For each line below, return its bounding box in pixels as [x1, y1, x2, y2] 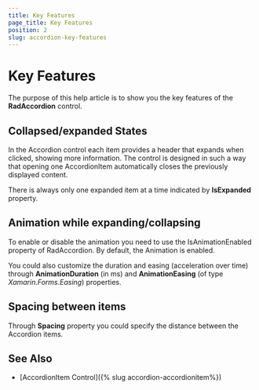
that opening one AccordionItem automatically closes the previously [8, 162, 228, 171]
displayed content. [8, 170, 68, 179]
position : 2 [8, 26, 47, 34]
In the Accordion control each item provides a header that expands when [8, 145, 245, 154]
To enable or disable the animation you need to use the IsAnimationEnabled [8, 237, 252, 246]
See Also [8, 352, 53, 366]
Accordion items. [8, 329, 64, 338]
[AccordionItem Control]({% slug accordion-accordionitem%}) [19, 373, 222, 382]
